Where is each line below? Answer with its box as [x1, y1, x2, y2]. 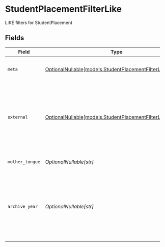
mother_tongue [7, 159, 41, 165]
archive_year [7, 203, 38, 209]
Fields [5, 34, 25, 42]
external [7, 114, 28, 120]
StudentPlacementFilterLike [5, 3, 122, 15]
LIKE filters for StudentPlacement [5, 20, 73, 25]
